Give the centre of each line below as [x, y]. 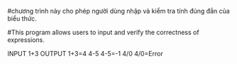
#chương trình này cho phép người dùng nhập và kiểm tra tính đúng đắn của [119, 11]
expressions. [26, 40]
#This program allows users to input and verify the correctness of [104, 32]
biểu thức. [22, 18]
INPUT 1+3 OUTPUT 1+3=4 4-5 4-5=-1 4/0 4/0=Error [85, 54]
